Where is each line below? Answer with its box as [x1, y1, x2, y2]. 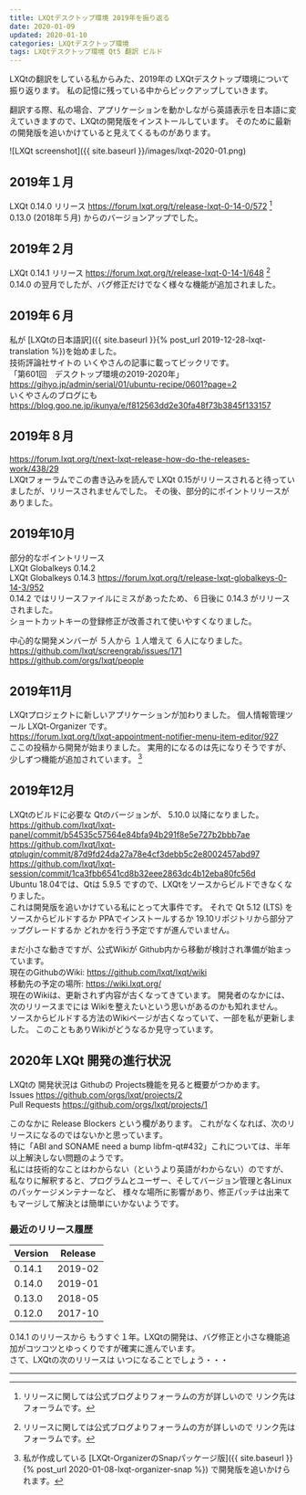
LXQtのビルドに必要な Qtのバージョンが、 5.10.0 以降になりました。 [9, 809, 264, 820]
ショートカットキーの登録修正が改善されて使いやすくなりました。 [9, 616, 257, 626]
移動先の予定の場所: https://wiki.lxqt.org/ [9, 978, 162, 989]
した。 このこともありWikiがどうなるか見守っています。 [9, 1024, 219, 1035]
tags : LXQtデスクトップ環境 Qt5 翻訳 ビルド [9, 47, 164, 57]
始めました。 [73, 345, 122, 356]
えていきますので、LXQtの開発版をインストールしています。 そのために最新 [9, 116, 291, 127]
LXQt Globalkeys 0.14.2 [9, 563, 96, 574]
